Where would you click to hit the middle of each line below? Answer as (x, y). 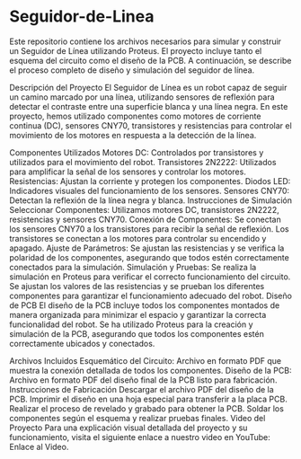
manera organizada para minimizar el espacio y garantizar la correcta (138, 314)
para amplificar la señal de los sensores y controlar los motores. (128, 172)
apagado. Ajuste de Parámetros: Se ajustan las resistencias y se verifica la (147, 248)
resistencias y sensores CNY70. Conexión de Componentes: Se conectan (145, 219)
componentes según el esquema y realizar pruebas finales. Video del (137, 418)
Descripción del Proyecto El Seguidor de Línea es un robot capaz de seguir (148, 87)
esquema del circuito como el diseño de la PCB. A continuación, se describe (150, 60)
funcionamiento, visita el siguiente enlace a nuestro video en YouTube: (140, 437)
